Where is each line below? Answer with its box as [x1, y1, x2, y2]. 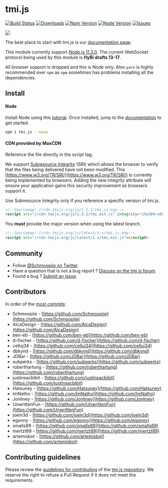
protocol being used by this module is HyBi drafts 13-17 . [5, 54, 121, 60]
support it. [5, 188, 26, 194]
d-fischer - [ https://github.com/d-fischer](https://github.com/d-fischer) [12, 337, 160, 343]
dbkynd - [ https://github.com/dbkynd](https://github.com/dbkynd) [12, 348, 150, 354]
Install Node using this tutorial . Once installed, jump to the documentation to [5, 114, 161, 120]
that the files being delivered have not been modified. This [5, 167, 125, 173]
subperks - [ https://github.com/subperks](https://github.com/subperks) [12, 359, 161, 365]
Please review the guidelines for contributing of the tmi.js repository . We [5, 466, 154, 472]
